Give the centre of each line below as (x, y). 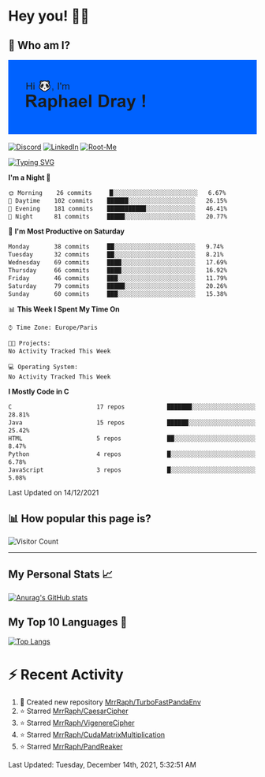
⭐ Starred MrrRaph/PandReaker (71, 746)
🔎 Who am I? (39, 45)
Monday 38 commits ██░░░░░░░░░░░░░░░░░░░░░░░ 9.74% (116, 247)
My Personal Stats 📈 (60, 575)
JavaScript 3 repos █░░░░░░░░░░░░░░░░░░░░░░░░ (132, 470)
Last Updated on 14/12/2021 (54, 493)
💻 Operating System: (43, 367)
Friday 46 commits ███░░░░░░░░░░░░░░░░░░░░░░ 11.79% (118, 278)
